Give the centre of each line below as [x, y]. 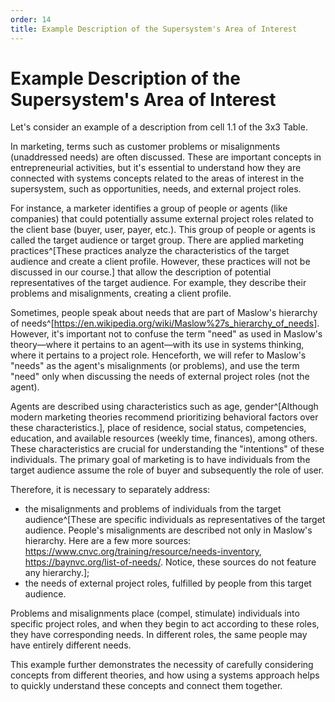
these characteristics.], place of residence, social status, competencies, [158, 428]
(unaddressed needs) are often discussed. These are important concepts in [166, 157]
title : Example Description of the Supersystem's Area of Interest [154, 29]
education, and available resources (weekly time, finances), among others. [164, 438]
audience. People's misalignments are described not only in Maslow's [168, 530]
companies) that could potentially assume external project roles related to [162, 219]
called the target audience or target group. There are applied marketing [157, 240]
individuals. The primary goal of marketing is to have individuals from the [160, 460]
